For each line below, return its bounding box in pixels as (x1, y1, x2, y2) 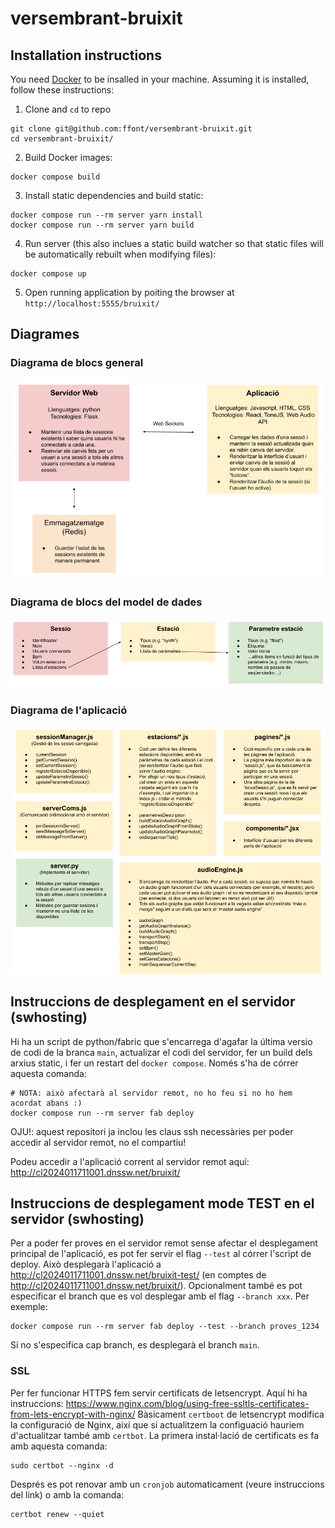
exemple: (10, 1301, 48, 1313)
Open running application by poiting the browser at (24, 287, 235, 298)
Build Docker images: (24, 152, 113, 163)
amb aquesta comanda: (10, 1440, 108, 1452)
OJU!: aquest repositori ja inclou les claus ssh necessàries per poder (10, 1125, 294, 1137)
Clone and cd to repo (24, 103, 112, 115)
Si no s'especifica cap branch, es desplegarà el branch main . (10, 1339, 260, 1351)
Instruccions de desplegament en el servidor (10, 993, 296, 1011)
